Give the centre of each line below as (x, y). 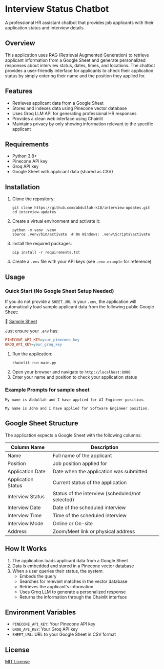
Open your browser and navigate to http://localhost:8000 (71, 372)
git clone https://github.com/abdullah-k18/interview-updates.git (81, 208)
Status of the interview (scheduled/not (97, 493)
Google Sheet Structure (42, 424)
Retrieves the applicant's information (56, 586)
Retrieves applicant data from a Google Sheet (58, 103)
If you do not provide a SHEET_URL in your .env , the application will (71, 301)
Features (19, 91)
